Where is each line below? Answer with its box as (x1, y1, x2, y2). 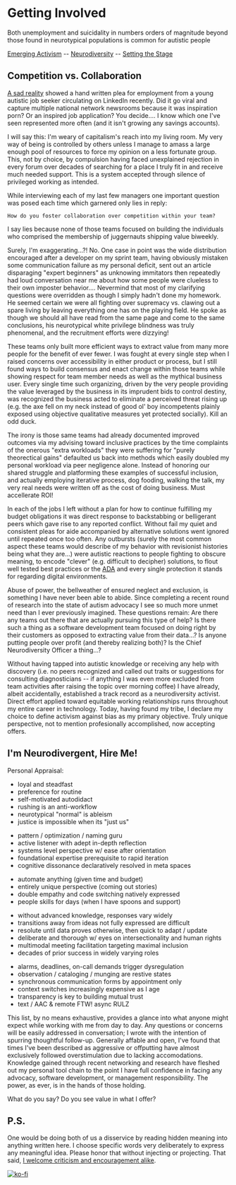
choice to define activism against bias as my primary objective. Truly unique (7, 712, 228, 720)
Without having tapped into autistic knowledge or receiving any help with (7, 659, 219, 668)
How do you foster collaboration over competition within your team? (7, 212, 216, 220)
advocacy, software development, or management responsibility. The (7, 1073, 209, 1082)
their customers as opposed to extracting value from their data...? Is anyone (7, 631, 227, 639)
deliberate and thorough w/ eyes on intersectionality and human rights (17, 934, 222, 942)
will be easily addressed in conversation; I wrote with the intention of (7, 1028, 206, 1037)
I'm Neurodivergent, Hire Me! (7, 747, 138, 760)
